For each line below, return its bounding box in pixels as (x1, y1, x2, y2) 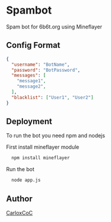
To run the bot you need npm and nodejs (6, 132, 105, 139)
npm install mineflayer (11, 155, 70, 161)
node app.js (11, 177, 41, 184)
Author (6, 194, 32, 204)
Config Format (6, 40, 61, 50)
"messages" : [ (11, 72, 46, 79)
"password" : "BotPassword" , (11, 67, 81, 73)
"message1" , (17, 78, 46, 84)
